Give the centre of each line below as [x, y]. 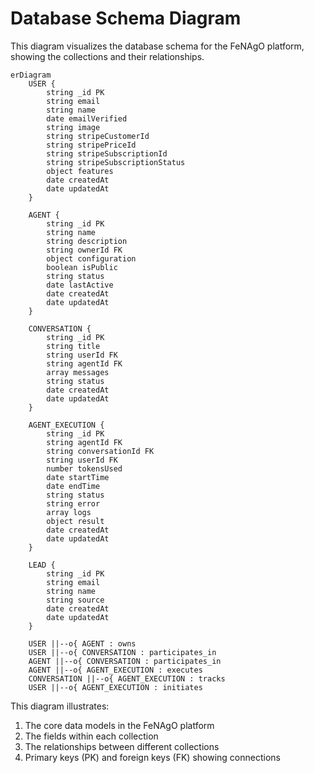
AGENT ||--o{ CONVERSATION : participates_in [125, 661]
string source [75, 600]
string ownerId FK [84, 250]
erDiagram [31, 75]
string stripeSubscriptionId [107, 153]
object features [80, 171]
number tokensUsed [84, 468]
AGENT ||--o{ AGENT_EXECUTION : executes [115, 670]
